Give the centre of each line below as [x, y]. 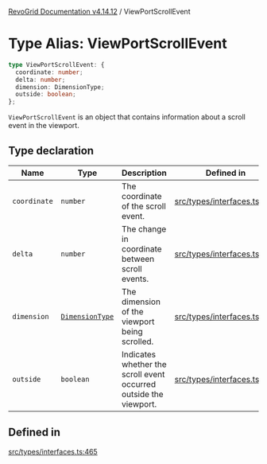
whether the [144, 364]
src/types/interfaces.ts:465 [53, 451]
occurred [139, 384]
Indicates [139, 355]
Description [144, 173]
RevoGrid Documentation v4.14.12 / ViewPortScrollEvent [99, 12]
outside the [143, 394]
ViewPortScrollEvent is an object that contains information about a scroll [127, 117]
